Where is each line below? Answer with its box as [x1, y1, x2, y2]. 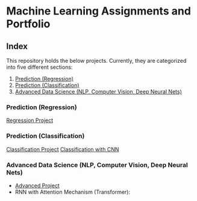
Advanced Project [14, 182, 60, 189]
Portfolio [6, 17, 51, 31]
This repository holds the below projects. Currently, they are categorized [6, 57, 187, 64]
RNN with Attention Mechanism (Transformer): [14, 188, 131, 196]
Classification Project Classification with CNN [6, 145, 119, 153]
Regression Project [6, 116, 54, 124]
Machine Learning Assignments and [6, 4, 192, 18]
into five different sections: [6, 63, 73, 71]
